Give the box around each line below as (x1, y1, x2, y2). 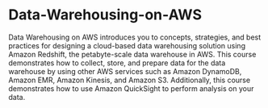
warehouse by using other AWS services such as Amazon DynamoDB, (8, 66, 242, 76)
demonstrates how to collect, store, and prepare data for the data (8, 58, 226, 68)
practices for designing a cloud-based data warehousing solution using (8, 40, 246, 50)
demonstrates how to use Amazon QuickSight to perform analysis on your (8, 83, 254, 93)
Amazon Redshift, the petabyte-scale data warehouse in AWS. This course (8, 49, 257, 59)
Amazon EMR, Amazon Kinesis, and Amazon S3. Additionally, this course (8, 75, 251, 85)
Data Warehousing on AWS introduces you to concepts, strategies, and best (8, 32, 262, 42)
